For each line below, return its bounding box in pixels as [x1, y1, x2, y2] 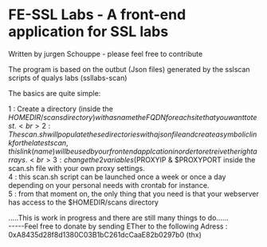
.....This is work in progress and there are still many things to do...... [8, 213, 229, 222]
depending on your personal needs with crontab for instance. [8, 180, 210, 189]
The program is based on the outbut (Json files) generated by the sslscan [8, 64, 250, 74]
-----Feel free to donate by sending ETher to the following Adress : [8, 221, 228, 231]
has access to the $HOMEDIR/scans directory [8, 197, 159, 207]
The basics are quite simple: [8, 88, 101, 98]
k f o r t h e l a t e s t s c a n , [8, 137, 69, 147]
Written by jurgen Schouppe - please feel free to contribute [8, 49, 203, 58]
